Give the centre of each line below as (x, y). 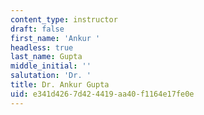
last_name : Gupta (46, 57)
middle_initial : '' (51, 66)
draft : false (37, 29)
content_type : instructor (64, 19)
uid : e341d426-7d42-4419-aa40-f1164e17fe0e (102, 94)
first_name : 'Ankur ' (55, 38)
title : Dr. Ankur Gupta (60, 85)
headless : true (42, 47)
